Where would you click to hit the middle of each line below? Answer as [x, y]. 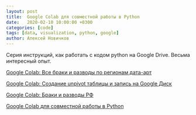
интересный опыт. [29, 61]
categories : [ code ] [30, 28]
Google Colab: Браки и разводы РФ [50, 95]
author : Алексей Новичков [37, 38]
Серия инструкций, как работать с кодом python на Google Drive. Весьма [98, 55]
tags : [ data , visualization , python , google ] [62, 33]
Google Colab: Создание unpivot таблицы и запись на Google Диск [89, 84]
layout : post [22, 11]
